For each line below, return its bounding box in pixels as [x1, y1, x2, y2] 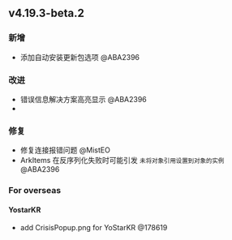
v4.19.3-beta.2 [8, 6, 85, 20]
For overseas [8, 185, 62, 196]
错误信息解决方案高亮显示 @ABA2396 [19, 94, 148, 104]
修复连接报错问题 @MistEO [19, 145, 111, 155]
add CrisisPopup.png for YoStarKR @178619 [19, 223, 168, 233]
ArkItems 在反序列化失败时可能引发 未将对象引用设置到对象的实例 [19, 156, 225, 165]
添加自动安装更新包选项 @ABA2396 [19, 52, 140, 62]
